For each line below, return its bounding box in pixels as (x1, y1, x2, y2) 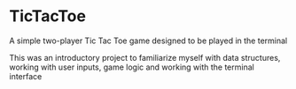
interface (9, 70, 43, 81)
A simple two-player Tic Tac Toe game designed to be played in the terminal (9, 35, 288, 46)
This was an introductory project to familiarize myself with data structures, (9, 52, 281, 63)
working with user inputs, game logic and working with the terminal (9, 62, 254, 72)
